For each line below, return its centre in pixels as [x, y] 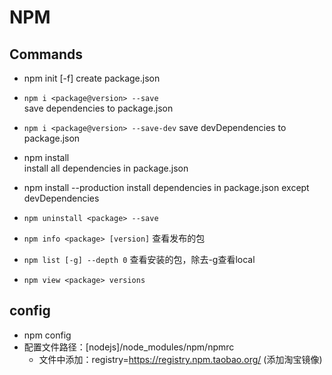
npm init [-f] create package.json [92, 78]
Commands [46, 54]
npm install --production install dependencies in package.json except [166, 187]
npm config [47, 335]
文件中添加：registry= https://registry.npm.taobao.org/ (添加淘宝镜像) [180, 359]
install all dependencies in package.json [106, 168]
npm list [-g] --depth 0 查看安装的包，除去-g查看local [139, 259]
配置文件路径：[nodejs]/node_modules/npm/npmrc [129, 347]
